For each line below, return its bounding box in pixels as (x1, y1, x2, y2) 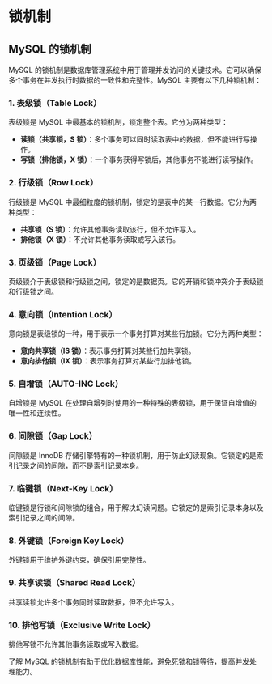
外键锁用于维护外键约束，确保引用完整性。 (8, 555, 151, 565)
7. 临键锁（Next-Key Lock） (8, 482, 118, 494)
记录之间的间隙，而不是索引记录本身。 (15, 461, 143, 470)
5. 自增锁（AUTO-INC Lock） (8, 378, 124, 389)
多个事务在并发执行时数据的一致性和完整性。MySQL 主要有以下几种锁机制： (8, 75, 262, 85)
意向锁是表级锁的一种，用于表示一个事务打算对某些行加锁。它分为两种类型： (8, 329, 264, 338)
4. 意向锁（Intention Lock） (8, 308, 117, 320)
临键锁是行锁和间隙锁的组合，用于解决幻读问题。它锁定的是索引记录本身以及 (8, 503, 264, 512)
